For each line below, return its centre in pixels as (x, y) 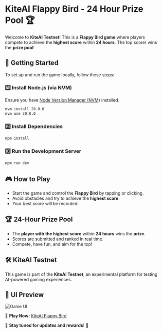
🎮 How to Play (28, 179)
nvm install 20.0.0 (25, 109)
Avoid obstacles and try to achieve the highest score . (66, 198)
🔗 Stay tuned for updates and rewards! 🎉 (47, 325)
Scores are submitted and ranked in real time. (58, 239)
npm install (17, 138)
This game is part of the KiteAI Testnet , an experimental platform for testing (81, 274)
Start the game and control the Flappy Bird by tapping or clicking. (78, 193)
